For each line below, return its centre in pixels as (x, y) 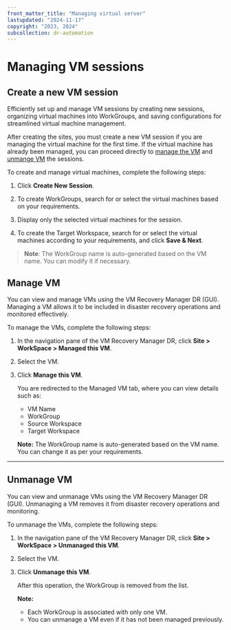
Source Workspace (55, 424)
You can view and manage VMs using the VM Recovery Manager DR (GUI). (113, 299)
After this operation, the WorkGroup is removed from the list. (103, 585)
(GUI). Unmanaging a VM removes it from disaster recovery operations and (113, 504)
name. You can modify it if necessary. (77, 261)
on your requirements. (48, 206)
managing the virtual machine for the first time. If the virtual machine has (110, 144)
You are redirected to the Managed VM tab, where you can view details (118, 388)
